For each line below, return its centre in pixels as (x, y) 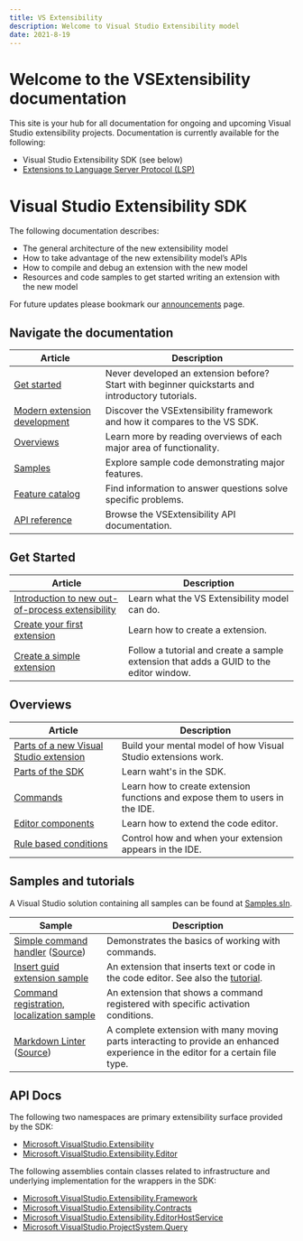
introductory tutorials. (151, 396)
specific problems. (145, 500)
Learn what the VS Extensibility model (208, 598)
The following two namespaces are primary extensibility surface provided (146, 1117)
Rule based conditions (61, 843)
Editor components (54, 823)
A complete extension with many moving (193, 1030)
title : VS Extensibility (56, 18)
